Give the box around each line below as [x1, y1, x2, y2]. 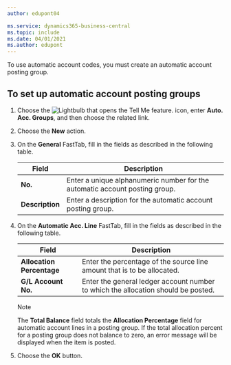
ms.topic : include [7, 29, 60, 36]
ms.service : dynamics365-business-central [7, 22, 131, 30]
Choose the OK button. [16, 351, 82, 359]
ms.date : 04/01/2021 [7, 35, 67, 42]
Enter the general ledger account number [81, 276, 215, 286]
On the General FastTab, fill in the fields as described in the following [16, 140, 213, 148]
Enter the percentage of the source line [81, 256, 208, 266]
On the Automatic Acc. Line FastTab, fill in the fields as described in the [16, 221, 222, 229]
